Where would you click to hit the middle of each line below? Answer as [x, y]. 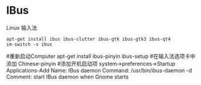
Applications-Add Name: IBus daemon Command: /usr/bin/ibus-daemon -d [99, 70]
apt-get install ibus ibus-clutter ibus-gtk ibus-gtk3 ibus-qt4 [88, 39]
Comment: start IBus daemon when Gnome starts [67, 77]
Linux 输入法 [22, 28]
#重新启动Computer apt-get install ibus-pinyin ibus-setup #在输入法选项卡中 [101, 56]
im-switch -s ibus [29, 44]
